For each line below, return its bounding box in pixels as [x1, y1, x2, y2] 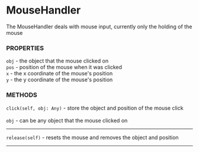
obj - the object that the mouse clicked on [6, 57, 108, 65]
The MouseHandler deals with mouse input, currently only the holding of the [6, 23, 192, 30]
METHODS [6, 91, 37, 99]
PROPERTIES [6, 44, 44, 52]
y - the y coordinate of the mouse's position [6, 76, 113, 83]
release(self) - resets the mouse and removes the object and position [6, 134, 179, 141]
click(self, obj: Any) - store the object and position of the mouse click [6, 104, 184, 111]
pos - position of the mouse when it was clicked [6, 64, 123, 71]
